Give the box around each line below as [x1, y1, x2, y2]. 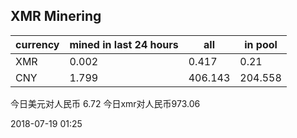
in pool [244, 37, 278, 51]
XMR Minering [10, 8, 102, 25]
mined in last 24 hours [69, 37, 179, 51]
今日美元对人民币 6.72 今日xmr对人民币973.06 [10, 97, 201, 109]
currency [15, 37, 60, 51]
